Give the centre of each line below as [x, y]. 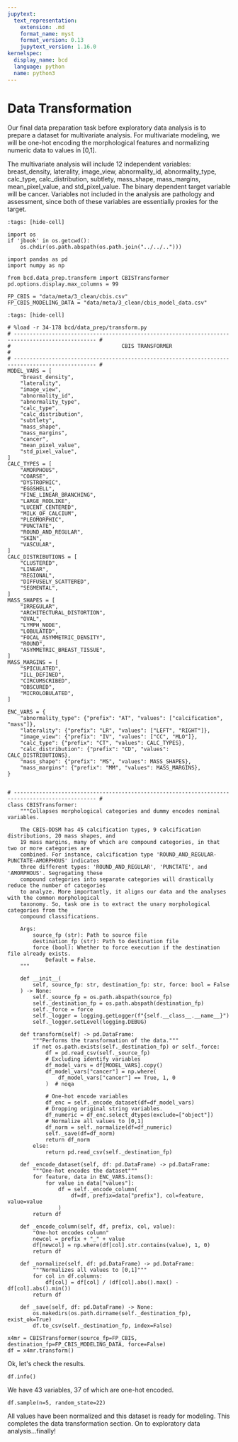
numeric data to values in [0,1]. [52, 150]
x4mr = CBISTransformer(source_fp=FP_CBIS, [73, 1339]
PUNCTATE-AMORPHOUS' [38, 861]
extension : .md [42, 27]
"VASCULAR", [38, 545]
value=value [25, 1202]
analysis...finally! [32, 1431]
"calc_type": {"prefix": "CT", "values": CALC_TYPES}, [103, 743]
